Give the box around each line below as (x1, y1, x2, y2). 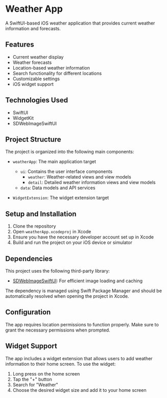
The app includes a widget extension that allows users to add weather (5, 355, 153, 361)
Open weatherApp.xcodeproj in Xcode (12, 229, 91, 235)
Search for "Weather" (12, 382, 59, 388)
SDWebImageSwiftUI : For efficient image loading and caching (12, 278, 143, 284)
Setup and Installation (5, 209, 77, 218)
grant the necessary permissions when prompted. (5, 327, 111, 333)
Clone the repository (12, 223, 56, 229)
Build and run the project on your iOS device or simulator (12, 239, 133, 246)
